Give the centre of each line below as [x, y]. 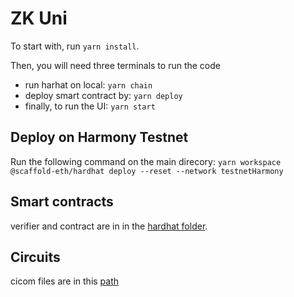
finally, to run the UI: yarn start [90, 106]
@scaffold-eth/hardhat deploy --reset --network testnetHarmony [147, 171]
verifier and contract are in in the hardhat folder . [109, 226]
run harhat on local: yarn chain [88, 84]
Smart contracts [62, 202]
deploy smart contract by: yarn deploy [103, 95]
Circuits [35, 257]
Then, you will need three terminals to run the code [115, 65]
